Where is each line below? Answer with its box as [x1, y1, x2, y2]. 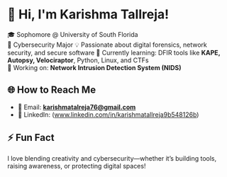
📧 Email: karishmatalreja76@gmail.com [17, 103, 136, 111]
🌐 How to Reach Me [7, 84, 96, 96]
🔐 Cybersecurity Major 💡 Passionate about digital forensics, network [7, 40, 208, 49]
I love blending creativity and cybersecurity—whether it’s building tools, [7, 154, 217, 162]
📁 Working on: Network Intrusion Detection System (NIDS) [7, 63, 182, 72]
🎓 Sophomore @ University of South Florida [7, 30, 138, 38]
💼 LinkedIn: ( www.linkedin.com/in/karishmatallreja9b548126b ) [17, 110, 199, 119]
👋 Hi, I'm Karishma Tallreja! [7, 6, 169, 23]
